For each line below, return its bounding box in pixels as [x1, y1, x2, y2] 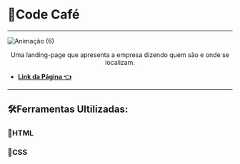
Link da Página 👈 [17, 72, 71, 81]
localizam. [104, 58, 136, 66]
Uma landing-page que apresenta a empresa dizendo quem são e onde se [10, 50, 230, 59]
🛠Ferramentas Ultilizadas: [7, 103, 129, 116]
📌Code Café [7, 6, 80, 23]
